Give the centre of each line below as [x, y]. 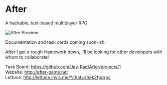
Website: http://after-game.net [37, 72]
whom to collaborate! [27, 57]
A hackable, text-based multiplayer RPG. [47, 23]
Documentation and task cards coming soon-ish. [56, 42]
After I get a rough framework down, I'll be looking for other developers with [84, 52]
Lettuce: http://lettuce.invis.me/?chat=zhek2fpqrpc [58, 77]
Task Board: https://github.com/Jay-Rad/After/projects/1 [63, 67]
